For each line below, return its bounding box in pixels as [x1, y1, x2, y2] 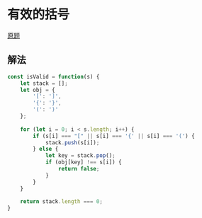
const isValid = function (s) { [7, 73, 100, 80]
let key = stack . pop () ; [45, 152, 116, 159]
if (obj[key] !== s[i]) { [45, 159, 122, 166]
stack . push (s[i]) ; [45, 139, 100, 146]
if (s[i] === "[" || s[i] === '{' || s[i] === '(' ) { [33, 132, 195, 139]
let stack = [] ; [20, 79, 69, 87]
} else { [33, 146, 59, 153]
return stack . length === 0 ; [20, 198, 103, 205]
